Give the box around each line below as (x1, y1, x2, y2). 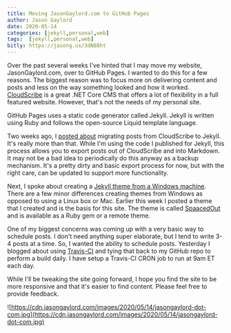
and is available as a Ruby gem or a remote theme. (7, 211, 150, 220)
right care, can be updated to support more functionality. (7, 169, 169, 177)
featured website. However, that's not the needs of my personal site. (7, 98, 202, 106)
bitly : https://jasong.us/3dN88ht (7, 42, 107, 49)
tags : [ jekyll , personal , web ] (7, 36, 94, 43)
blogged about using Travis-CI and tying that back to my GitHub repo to (7, 247, 212, 255)
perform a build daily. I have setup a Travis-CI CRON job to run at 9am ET (7, 254, 215, 263)
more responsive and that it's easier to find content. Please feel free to (7, 283, 208, 290)
